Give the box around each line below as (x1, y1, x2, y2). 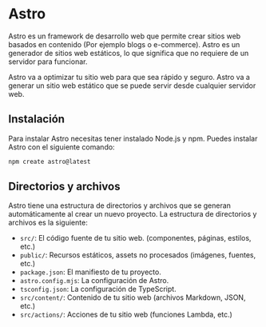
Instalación (8, 113, 66, 126)
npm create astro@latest (8, 158, 91, 165)
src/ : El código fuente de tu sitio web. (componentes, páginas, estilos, (19, 233, 252, 243)
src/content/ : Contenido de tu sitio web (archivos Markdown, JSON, (19, 293, 246, 302)
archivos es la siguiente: (8, 217, 88, 228)
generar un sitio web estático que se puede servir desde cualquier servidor (8, 81, 256, 90)
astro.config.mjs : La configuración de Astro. (19, 276, 169, 285)
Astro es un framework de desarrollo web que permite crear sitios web (8, 31, 241, 41)
